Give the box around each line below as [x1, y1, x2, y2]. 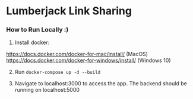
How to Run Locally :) [6, 26, 69, 34]
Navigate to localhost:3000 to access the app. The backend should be [14, 80, 187, 87]
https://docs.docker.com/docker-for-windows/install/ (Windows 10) [6, 57, 171, 64]
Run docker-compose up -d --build [14, 69, 101, 76]
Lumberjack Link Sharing [6, 4, 132, 18]
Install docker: [14, 39, 50, 46]
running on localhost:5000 [14, 86, 80, 94]
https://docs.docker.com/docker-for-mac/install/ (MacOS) [6, 51, 148, 58]
